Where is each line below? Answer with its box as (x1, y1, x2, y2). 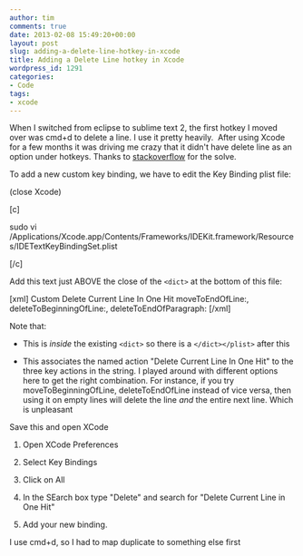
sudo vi (9, 221, 37, 232)
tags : (9, 89, 30, 98)
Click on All (22, 474, 65, 485)
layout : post (9, 38, 59, 48)
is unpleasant (22, 405, 73, 415)
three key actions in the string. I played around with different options (22, 366, 279, 376)
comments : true (9, 22, 67, 31)
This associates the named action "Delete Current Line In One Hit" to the (22, 356, 294, 367)
